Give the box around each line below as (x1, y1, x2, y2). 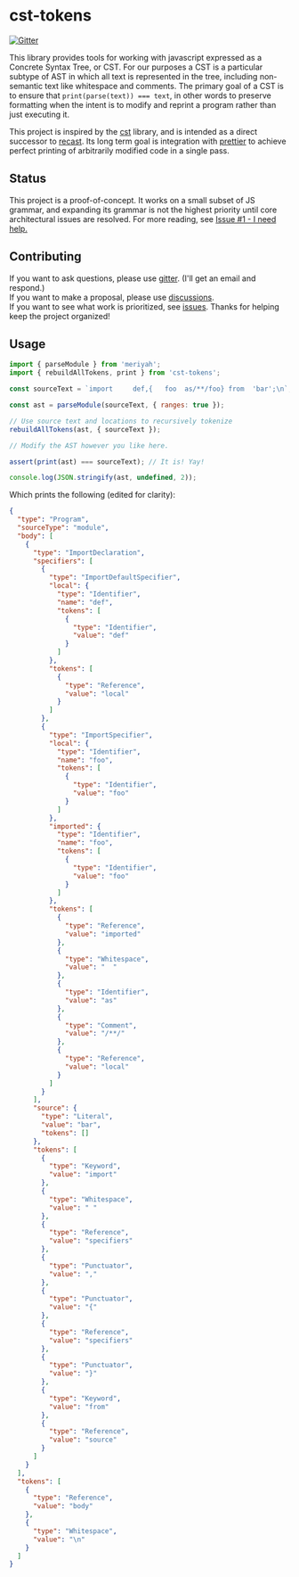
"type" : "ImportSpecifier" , (48, 731, 153, 739)
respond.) (9, 282, 45, 293)
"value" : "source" (48, 1435, 117, 1445)
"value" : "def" (72, 631, 129, 640)
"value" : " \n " (32, 1535, 86, 1544)
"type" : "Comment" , (65, 1020, 138, 1030)
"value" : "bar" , (41, 1120, 101, 1129)
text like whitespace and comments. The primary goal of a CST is (44, 80, 285, 91)
